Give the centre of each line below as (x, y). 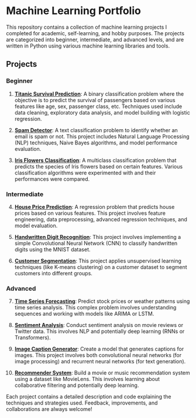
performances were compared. (52, 179)
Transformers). (32, 338)
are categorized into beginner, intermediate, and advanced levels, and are (95, 39)
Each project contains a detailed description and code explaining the (89, 397)
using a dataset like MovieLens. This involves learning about (87, 379)
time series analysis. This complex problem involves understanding (95, 308)
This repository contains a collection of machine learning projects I (87, 27)
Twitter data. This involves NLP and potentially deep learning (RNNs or (99, 331)
